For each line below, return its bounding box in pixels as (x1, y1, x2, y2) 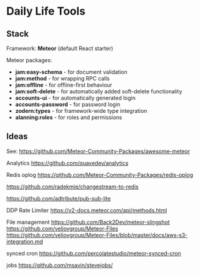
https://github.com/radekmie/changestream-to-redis (6, 183, 139, 190)
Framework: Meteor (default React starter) (6, 45, 114, 52)
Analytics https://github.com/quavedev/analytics (6, 159, 129, 166)
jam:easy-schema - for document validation (15, 68, 128, 76)
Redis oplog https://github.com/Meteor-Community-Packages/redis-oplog (6, 171, 194, 178)
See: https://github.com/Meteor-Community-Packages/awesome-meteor (6, 148, 190, 155)
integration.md (6, 238, 43, 245)
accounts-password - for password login (15, 101, 121, 108)
